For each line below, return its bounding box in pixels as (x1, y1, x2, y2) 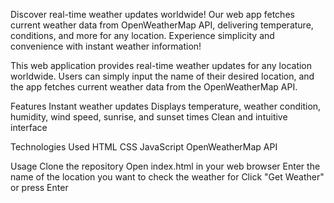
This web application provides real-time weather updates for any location (10, 60, 313, 71)
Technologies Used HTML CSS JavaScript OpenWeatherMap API (10, 141, 278, 153)
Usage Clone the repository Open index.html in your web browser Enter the (10, 160, 321, 172)
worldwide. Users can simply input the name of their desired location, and (10, 70, 315, 82)
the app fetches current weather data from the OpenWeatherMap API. (10, 81, 298, 93)
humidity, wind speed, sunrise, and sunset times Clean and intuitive (10, 111, 288, 123)
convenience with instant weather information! (10, 40, 202, 52)
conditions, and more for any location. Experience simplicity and (10, 30, 275, 41)
